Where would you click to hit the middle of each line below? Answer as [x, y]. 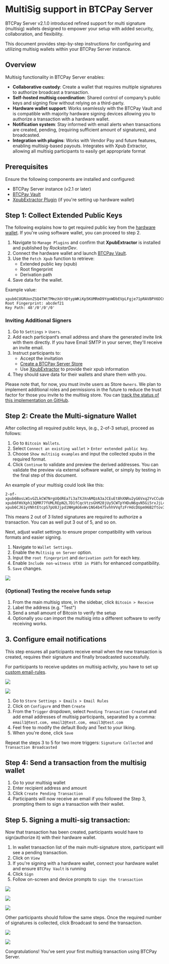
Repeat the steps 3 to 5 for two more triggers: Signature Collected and [79, 742]
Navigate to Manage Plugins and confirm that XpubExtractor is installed [87, 242]
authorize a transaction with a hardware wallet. [61, 119]
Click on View [26, 858]
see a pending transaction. [40, 853]
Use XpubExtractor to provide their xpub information [74, 369]
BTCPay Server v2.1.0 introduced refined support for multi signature [75, 23]
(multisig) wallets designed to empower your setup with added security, [79, 28]
